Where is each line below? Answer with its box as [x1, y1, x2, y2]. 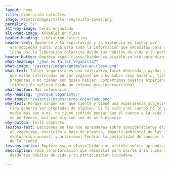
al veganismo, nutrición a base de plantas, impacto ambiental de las [10, 129, 162, 134]
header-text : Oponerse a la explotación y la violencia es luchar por [5, 40, 157, 45]
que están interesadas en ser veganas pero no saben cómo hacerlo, [10, 73, 155, 78]
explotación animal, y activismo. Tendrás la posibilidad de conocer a [10, 134, 164, 139]
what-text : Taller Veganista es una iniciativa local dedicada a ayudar [5, 69, 162, 74]
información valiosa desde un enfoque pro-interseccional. [10, 82, 137, 87]
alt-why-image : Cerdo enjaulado [5, 26, 73, 31]
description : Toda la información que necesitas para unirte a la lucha [5, 148, 162, 153]
